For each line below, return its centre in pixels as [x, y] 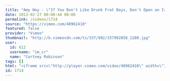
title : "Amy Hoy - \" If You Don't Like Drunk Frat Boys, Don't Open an [82, 10]
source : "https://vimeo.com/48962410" [46, 24]
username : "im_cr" [29, 52]
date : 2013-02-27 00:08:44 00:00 [40, 15]
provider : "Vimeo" [25, 33]
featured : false [22, 29]
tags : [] [14, 61]
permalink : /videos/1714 [31, 19]
